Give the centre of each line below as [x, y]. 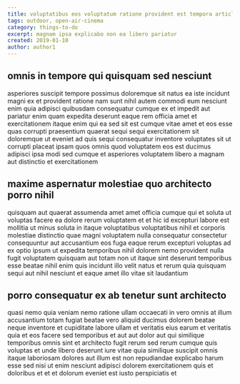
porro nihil [31, 195]
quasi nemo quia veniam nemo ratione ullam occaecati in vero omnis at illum [120, 313]
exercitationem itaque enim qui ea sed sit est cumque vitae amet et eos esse [120, 123]
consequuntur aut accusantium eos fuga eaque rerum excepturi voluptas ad [119, 243]
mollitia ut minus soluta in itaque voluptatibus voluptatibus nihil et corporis [116, 227]
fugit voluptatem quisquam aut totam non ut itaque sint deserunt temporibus [120, 258]
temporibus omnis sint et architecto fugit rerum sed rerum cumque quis [112, 343]
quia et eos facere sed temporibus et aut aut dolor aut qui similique [106, 335]
